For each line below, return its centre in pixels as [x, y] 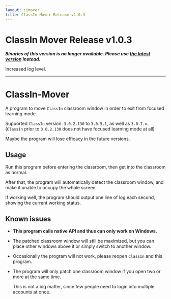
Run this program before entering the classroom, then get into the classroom [85, 167]
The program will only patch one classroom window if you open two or [87, 271]
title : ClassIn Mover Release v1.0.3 [45, 15]
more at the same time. [37, 277]
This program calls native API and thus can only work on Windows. [85, 231]
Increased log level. [26, 69]
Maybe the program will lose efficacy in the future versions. [68, 139]
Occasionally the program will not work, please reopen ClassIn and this [88, 256]
